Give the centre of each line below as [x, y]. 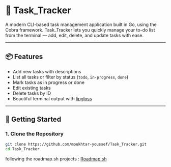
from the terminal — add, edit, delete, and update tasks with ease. [75, 35]
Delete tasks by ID [32, 93]
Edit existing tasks [32, 88]
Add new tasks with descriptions [47, 71]
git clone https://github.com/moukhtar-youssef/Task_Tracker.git [76, 145]
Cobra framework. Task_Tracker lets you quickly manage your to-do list [80, 30]
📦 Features [24, 57]
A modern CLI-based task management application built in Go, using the [81, 24]
